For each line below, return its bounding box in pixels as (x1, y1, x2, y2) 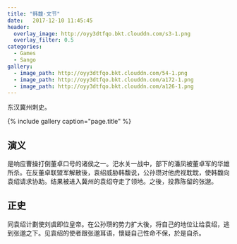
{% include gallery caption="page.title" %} (7, 117, 132, 126)
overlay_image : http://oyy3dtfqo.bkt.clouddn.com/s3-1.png (13, 30, 191, 37)
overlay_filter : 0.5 (13, 37, 74, 44)
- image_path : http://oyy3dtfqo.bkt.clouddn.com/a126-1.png (13, 83, 194, 90)
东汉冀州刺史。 (7, 103, 51, 112)
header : (7, 23, 30, 30)
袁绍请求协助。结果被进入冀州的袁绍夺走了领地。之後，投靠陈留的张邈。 (7, 178, 217, 186)
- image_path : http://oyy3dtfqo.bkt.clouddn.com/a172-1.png (13, 76, 194, 83)
